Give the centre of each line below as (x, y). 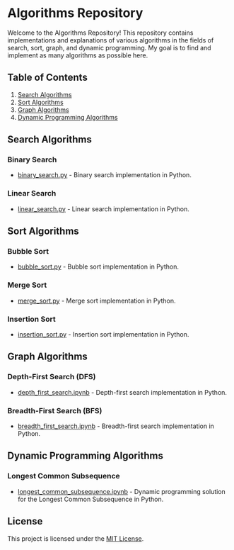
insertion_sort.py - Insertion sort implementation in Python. (103, 335)
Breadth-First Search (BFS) (55, 410)
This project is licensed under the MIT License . (76, 538)
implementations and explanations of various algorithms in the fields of (111, 40)
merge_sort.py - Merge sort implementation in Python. (96, 301)
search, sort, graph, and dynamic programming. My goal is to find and (109, 47)
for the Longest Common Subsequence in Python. (90, 499)
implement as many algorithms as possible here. (78, 55)
